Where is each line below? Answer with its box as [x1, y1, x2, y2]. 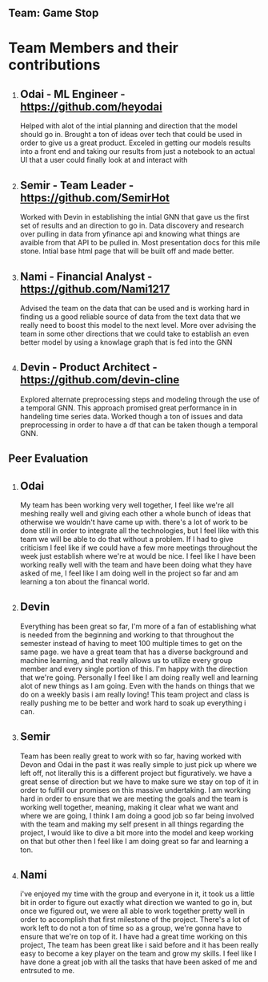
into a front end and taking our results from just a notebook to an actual [19, 147, 255, 156]
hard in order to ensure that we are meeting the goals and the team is [19, 794, 249, 803]
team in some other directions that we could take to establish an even [19, 329, 250, 339]
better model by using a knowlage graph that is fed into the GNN [19, 337, 233, 347]
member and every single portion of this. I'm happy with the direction [19, 664, 248, 673]
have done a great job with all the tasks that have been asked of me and [19, 957, 258, 967]
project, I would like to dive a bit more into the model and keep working [19, 827, 254, 837]
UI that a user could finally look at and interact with [19, 156, 188, 165]
